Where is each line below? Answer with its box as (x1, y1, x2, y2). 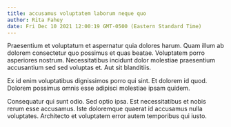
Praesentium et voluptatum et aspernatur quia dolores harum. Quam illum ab (7, 42, 224, 50)
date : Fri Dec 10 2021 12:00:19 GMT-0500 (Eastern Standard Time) (7, 23, 202, 30)
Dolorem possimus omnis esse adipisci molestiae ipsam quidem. (7, 84, 191, 93)
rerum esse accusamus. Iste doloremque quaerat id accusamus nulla (7, 104, 203, 113)
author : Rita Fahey (7, 16, 63, 23)
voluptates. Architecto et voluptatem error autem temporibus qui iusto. (7, 112, 207, 120)
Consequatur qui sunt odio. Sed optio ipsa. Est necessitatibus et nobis (7, 97, 207, 106)
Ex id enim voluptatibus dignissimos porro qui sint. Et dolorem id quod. (7, 77, 208, 85)
